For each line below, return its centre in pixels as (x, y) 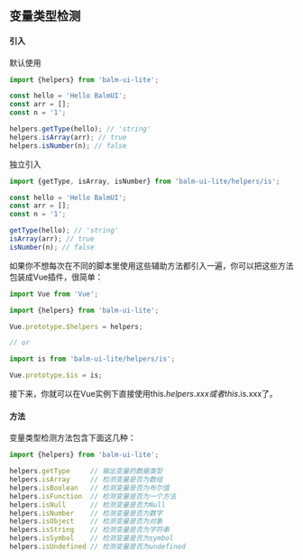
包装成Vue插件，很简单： (56, 277)
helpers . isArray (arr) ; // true (68, 137)
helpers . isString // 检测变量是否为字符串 (89, 530)
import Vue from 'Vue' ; (54, 294)
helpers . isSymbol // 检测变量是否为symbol (92, 538)
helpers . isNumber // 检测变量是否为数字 (86, 513)
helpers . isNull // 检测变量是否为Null (87, 505)
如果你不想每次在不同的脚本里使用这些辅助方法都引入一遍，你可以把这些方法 (151, 265)
